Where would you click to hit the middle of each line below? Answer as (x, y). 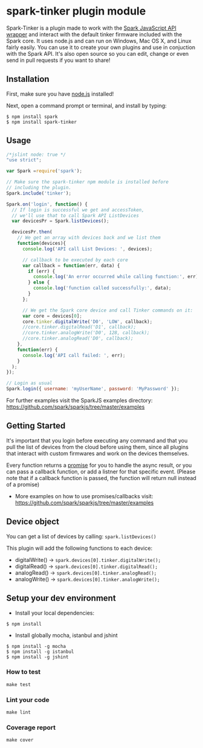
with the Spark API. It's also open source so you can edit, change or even (98, 53)
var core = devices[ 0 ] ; (52, 316)
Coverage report (31, 727)
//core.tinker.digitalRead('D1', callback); (79, 327)
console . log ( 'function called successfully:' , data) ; (102, 288)
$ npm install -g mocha (36, 646)
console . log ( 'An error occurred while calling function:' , (109, 277)
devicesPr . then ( (32, 232)
